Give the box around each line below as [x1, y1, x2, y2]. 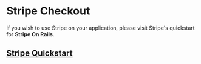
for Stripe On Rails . [6, 30, 55, 37]
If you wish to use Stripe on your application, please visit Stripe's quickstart [6, 24, 196, 31]
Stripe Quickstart [6, 48, 73, 59]
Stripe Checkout [6, 4, 90, 18]
